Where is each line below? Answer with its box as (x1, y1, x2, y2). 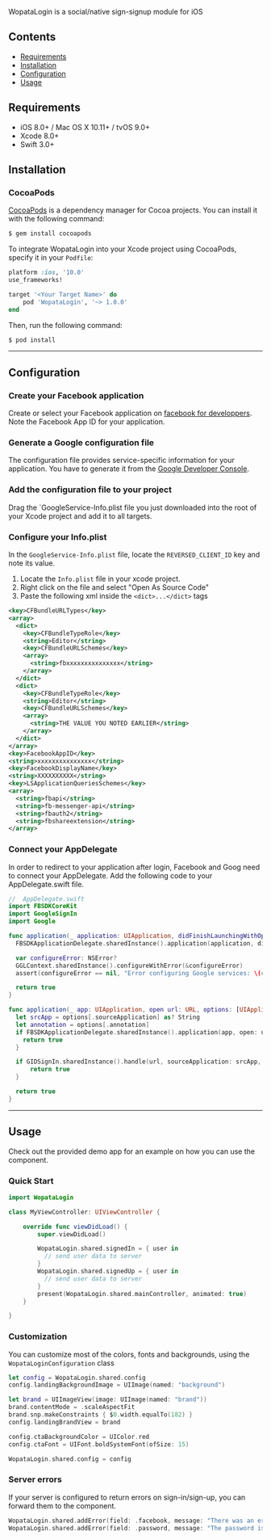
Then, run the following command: (8, 320, 123, 330)
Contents (8, 30, 56, 44)
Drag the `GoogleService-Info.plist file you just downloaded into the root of (8, 503, 257, 512)
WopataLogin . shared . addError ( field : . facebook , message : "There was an (8, 1517, 254, 1525)
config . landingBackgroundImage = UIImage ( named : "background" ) (8, 1381, 226, 1389)
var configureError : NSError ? (15, 953, 117, 962)
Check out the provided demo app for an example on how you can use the (8, 1147, 256, 1156)
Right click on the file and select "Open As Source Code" (19, 583, 210, 592)
